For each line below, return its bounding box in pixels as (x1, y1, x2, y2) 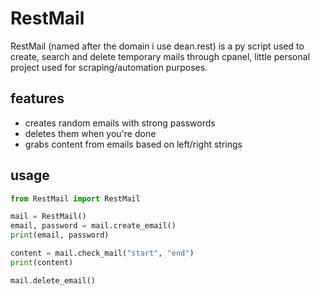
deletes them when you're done (24, 127, 157, 139)
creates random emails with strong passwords (24, 117, 216, 129)
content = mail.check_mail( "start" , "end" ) (10, 248, 195, 259)
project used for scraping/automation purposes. (10, 61, 208, 73)
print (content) (10, 257, 74, 267)
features (10, 90, 65, 107)
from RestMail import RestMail (10, 193, 141, 204)
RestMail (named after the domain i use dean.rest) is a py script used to (10, 40, 305, 52)
